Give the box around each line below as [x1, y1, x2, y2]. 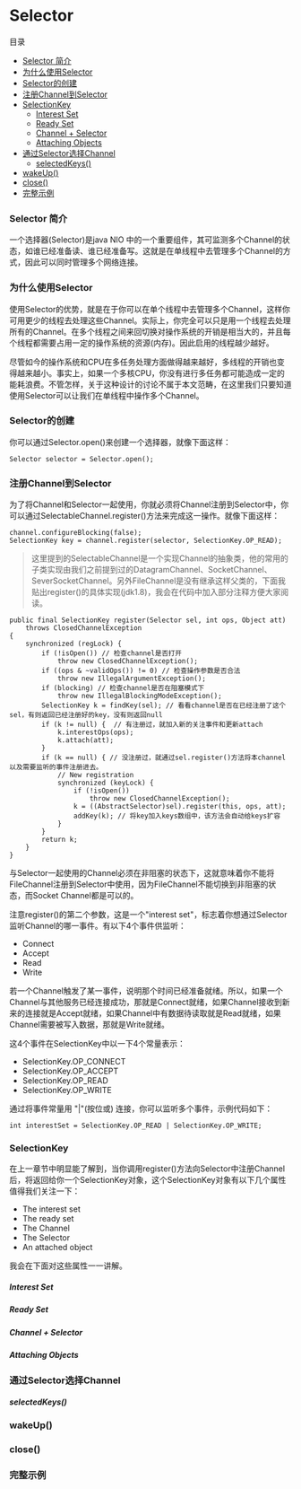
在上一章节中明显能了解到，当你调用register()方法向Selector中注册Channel [9, 1163, 285, 1174]
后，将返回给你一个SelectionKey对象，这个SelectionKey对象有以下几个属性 [9, 1175, 287, 1186]
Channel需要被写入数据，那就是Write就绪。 [9, 1020, 170, 1030]
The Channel [21, 1222, 70, 1234]
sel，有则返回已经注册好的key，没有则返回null [9, 711, 163, 720]
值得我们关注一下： [9, 1186, 81, 1196]
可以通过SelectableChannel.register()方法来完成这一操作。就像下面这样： [9, 511, 280, 521]
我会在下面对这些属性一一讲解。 [9, 1260, 127, 1271]
